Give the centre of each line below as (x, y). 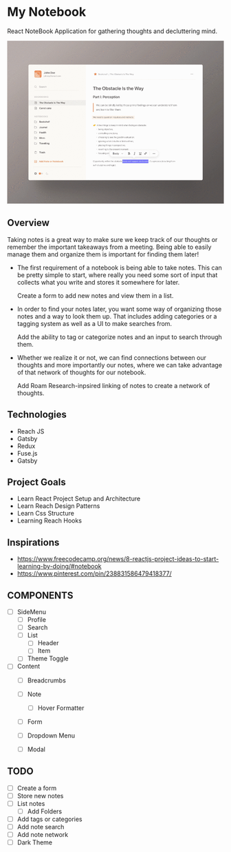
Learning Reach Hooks (49, 520)
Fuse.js (27, 453)
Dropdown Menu (51, 736)
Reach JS (31, 431)
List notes (31, 803)
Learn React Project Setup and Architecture (79, 499)
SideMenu (32, 612)
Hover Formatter (61, 708)
